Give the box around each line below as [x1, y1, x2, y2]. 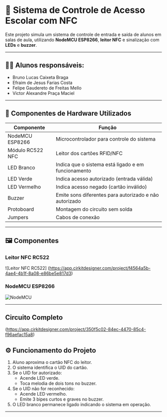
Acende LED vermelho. [19, 391, 67, 397]
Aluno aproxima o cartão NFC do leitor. [12, 359, 92, 365]
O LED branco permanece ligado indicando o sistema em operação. [12, 402, 152, 408]
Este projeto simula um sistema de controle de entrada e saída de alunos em [5, 31, 162, 37]
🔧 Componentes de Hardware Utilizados [5, 109, 132, 118]
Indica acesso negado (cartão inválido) [56, 183, 147, 190]
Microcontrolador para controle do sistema [56, 135, 156, 142]
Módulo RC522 [7, 147, 44, 154]
